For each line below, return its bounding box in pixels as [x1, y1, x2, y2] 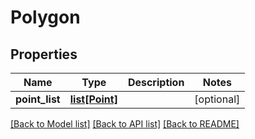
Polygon [10, 6, 81, 29]
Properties [10, 46, 78, 63]
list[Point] [69, 92, 118, 106]
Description [127, 76, 185, 89]
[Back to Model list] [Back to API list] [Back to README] [10, 118, 240, 130]
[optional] [194, 92, 241, 106]
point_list [15, 92, 61, 106]
